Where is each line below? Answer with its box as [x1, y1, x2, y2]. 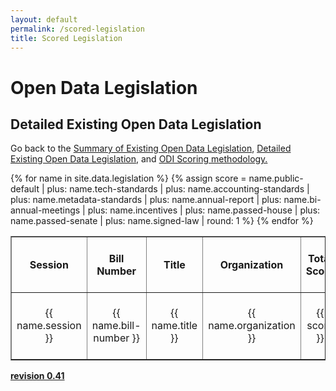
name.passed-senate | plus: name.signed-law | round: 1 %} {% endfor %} [10, 215, 314, 227]
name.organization [208, 319, 296, 333]
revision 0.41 [10, 370, 65, 382]
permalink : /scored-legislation [10, 24, 145, 34]
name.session [16, 319, 82, 333]
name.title [151, 319, 198, 333]
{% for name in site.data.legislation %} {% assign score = [10, 172, 247, 185]
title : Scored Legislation [10, 33, 123, 43]
